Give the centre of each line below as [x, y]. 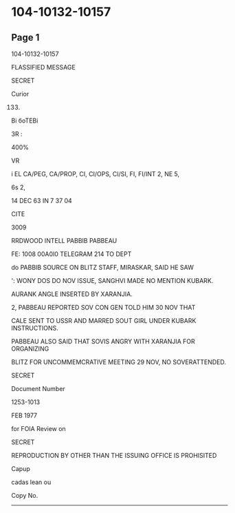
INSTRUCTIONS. [35, 328]
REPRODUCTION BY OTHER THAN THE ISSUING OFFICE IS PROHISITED [114, 456]
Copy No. [25, 495]
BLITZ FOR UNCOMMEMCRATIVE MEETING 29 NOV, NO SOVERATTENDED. [119, 362]
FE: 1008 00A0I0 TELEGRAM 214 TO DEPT [71, 254]
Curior [20, 94]
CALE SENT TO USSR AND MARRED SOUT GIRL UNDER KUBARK [104, 321]
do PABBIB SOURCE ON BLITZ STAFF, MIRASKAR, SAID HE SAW [103, 267]
